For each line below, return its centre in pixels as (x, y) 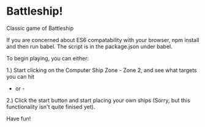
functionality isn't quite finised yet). (51, 107)
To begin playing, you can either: (48, 58)
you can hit (20, 76)
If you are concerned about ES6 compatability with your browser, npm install (103, 40)
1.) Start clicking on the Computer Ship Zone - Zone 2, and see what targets (102, 70)
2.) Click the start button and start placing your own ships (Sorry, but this (99, 100)
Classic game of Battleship (40, 28)
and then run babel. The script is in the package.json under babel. (89, 46)
